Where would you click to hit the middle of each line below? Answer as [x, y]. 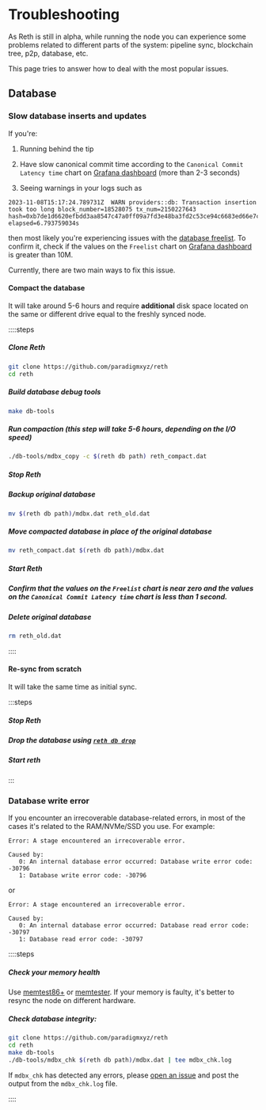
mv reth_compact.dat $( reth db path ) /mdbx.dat [86, 551]
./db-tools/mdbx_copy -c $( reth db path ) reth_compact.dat [108, 457]
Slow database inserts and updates [78, 116]
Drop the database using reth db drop [72, 740]
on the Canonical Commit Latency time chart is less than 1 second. [118, 597]
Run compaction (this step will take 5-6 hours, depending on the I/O [122, 428]
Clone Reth [27, 348]
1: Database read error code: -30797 [81, 940]
